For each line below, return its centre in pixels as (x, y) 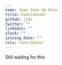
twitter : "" (18, 24)
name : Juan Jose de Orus (31, 10)
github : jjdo (19, 19)
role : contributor (24, 43)
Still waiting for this (25, 57)
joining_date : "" (23, 38)
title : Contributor (26, 15)
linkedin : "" (19, 29)
